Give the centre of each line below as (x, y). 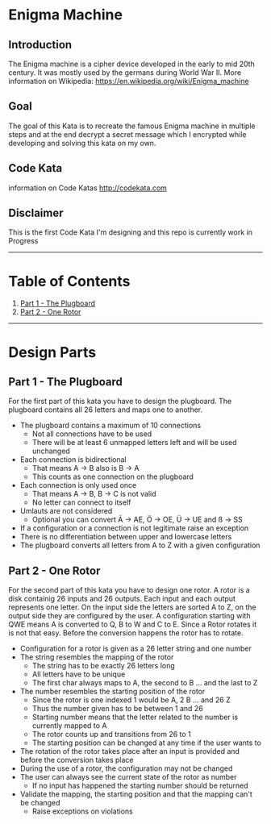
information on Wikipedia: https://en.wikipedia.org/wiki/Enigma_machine (129, 81)
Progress (23, 241)
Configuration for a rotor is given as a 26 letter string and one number (136, 649)
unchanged (51, 451)
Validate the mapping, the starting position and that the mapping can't (136, 794)
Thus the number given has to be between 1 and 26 (117, 709)
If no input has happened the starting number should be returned (140, 786)
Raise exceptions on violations (82, 811)
